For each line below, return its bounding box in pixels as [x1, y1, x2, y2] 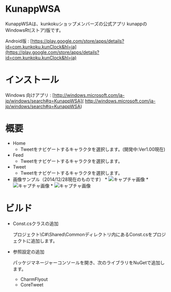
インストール [5, 74, 59, 86]
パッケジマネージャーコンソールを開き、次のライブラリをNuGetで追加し [12, 259, 165, 265]
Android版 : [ [5, 38, 32, 44]
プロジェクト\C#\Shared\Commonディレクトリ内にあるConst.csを [12, 231, 153, 237]
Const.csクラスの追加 [12, 220, 59, 226]
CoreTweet [20, 281, 44, 287]
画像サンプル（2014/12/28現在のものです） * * [12, 176, 148, 182]
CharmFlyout [20, 276, 48, 282]
